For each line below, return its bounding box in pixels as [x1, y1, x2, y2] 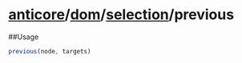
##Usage [8, 32, 39, 41]
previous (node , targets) [8, 47, 91, 55]
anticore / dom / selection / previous [8, 6, 235, 24]
